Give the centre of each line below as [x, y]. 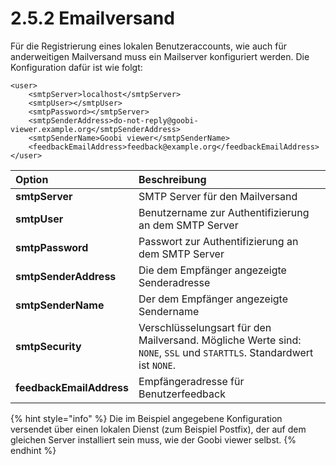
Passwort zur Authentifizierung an [218, 241]
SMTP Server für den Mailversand [218, 196]
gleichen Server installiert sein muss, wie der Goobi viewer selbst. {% [153, 439]
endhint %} [33, 450]
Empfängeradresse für [191, 381]
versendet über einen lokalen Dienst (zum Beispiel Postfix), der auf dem [158, 429]
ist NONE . [157, 365]
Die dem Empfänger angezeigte [212, 270]
